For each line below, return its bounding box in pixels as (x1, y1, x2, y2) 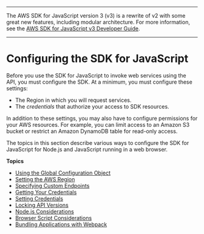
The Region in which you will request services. (15, 96, 132, 104)
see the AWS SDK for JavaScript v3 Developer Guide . (6, 25, 140, 32)
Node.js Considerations (15, 207, 74, 215)
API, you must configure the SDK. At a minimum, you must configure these (6, 78, 192, 85)
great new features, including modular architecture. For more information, (6, 19, 190, 25)
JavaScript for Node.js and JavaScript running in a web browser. (6, 145, 168, 153)
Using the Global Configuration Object (15, 169, 111, 176)
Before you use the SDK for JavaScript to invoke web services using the (6, 72, 186, 79)
